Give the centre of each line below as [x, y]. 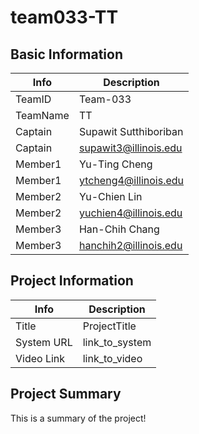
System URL [44, 342]
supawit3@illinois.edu [130, 148]
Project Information [72, 281]
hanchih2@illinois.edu [130, 245]
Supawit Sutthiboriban [131, 131]
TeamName [42, 115]
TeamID [33, 99]
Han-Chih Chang [119, 229]
